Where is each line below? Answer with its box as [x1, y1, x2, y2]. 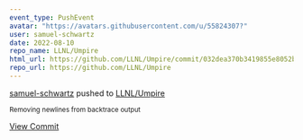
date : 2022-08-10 [9, 38, 75, 48]
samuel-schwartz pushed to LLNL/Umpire [9, 87, 165, 99]
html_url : [9, 55, 47, 64]
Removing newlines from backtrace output [9, 105, 142, 114]
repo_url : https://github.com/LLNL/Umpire [9, 64, 171, 73]
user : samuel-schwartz [9, 30, 95, 39]
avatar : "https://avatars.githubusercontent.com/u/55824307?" [9, 22, 248, 31]
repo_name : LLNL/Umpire [9, 47, 99, 56]
